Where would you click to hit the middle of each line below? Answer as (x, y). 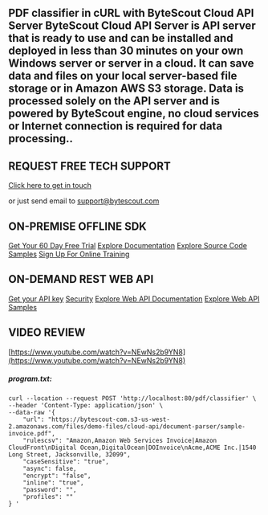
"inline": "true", (53, 482)
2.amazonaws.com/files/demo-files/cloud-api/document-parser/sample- (127, 426)
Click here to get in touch (50, 186)
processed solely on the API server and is (114, 101)
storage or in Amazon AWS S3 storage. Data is (126, 89)
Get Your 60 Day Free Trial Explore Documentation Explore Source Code (128, 246)
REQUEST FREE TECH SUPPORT (89, 166)
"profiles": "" (48, 497)
